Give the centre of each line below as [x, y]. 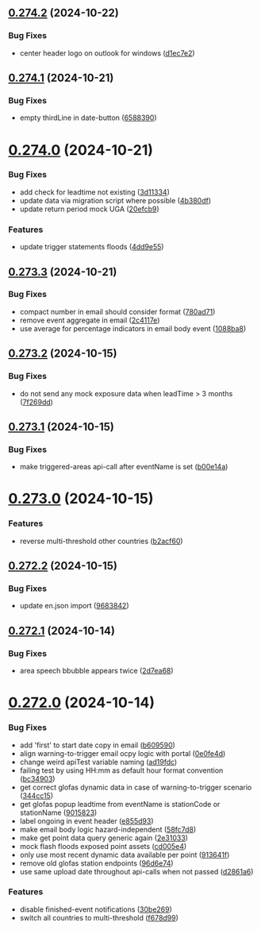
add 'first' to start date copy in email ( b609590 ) [98, 745]
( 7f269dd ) [36, 402]
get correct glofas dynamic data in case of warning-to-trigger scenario [136, 787]
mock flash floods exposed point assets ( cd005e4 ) [103, 846]
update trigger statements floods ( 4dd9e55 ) [92, 247]
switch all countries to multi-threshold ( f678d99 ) [99, 917]
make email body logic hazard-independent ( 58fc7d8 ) [108, 829]
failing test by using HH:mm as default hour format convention [121, 770]
